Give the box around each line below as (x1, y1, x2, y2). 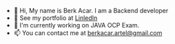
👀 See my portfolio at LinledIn (13, 14, 98, 22)
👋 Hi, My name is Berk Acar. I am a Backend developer (13, 7, 169, 14)
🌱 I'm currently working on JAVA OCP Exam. (13, 21, 140, 29)
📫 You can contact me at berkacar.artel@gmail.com (13, 29, 163, 37)
